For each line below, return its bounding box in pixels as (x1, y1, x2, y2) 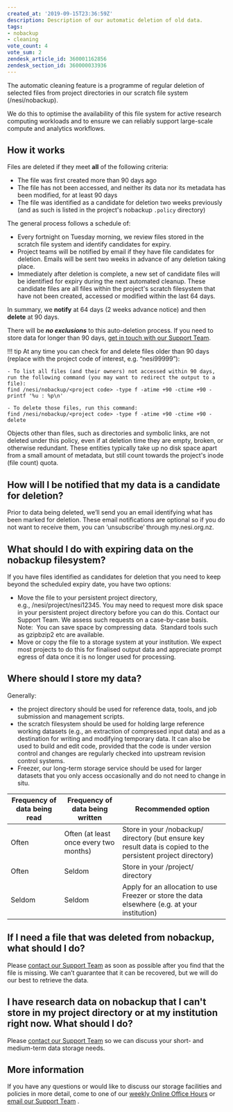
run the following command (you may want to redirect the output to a (7, 374, 216, 382)
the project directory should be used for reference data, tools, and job (17, 705, 217, 713)
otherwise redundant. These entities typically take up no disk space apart (7, 444, 217, 453)
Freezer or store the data (122, 891, 203, 900)
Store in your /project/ (122, 861, 194, 871)
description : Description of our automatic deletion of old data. (7, 17, 203, 24)
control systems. (17, 756, 65, 765)
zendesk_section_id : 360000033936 (7, 62, 107, 69)
